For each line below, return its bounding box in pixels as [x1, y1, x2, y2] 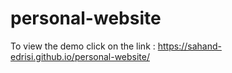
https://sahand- [157, 40, 222, 52]
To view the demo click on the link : [10, 40, 156, 52]
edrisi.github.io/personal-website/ [10, 50, 151, 62]
